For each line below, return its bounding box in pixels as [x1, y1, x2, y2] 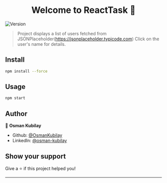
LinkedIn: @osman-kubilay [12, 138, 67, 144]
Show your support [5, 152, 66, 161]
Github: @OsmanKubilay [12, 132, 63, 138]
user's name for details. [17, 41, 66, 47]
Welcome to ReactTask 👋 [31, 4, 136, 16]
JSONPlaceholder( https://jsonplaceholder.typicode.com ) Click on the [17, 36, 160, 42]
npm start [5, 95, 26, 101]
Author [5, 109, 27, 118]
